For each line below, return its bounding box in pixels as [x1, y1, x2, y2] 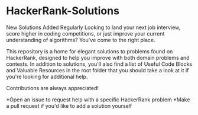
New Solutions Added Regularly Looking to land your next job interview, [6, 24, 181, 31]
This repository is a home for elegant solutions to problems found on [6, 47, 173, 55]
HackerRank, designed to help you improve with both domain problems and [6, 54, 190, 61]
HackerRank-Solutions [6, 4, 120, 18]
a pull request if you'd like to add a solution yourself [6, 102, 132, 109]
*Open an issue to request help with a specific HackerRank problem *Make [6, 96, 190, 103]
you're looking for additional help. [6, 73, 88, 80]
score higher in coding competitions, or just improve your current [6, 30, 165, 37]
